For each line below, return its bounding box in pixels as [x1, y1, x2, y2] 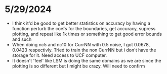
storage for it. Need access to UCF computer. [12, 52, 107, 58]
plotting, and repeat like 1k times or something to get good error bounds [12, 31, 162, 37]
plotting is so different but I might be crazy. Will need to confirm [12, 63, 145, 69]
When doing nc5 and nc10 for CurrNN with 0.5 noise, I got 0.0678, [12, 41, 150, 47]
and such [12, 36, 32, 42]
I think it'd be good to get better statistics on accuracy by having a [12, 20, 150, 26]
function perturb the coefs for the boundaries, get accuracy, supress [12, 25, 156, 31]
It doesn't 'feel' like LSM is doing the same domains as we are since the [12, 57, 161, 63]
